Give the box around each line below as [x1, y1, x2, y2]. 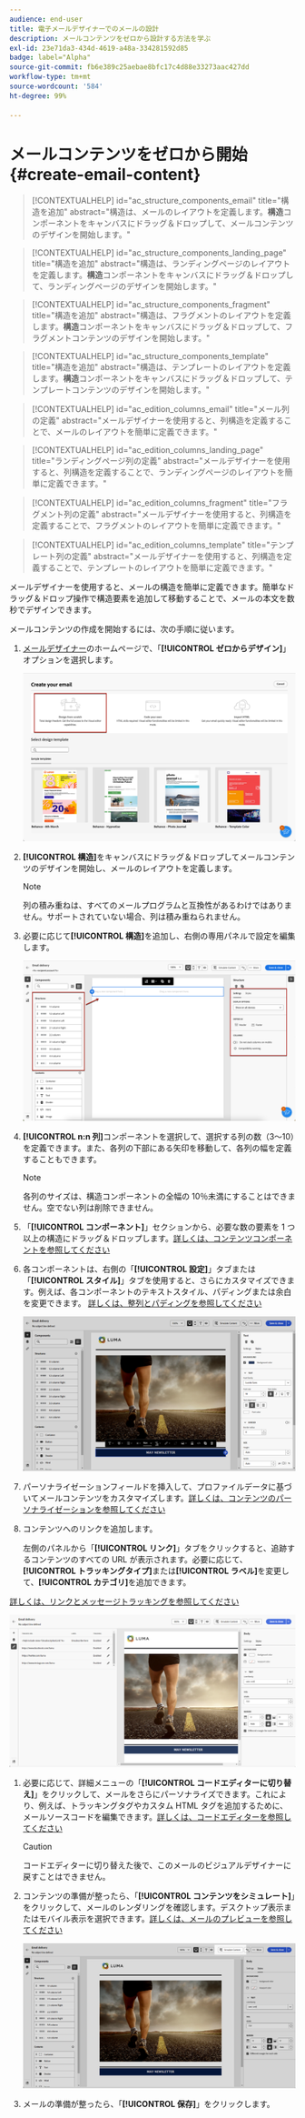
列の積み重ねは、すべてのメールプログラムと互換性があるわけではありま [22, 900, 292, 911]
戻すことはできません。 [22, 1871, 111, 1882]
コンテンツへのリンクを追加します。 [22, 1523, 158, 1534]
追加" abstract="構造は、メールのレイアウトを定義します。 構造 [47, 206, 284, 217]
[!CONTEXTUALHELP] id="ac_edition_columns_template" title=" [31, 539, 271, 550]
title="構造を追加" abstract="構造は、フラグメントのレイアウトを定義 [31, 310, 292, 321]
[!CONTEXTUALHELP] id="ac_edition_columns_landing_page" [31, 445, 264, 456]
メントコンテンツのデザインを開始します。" [47, 333, 211, 344]
